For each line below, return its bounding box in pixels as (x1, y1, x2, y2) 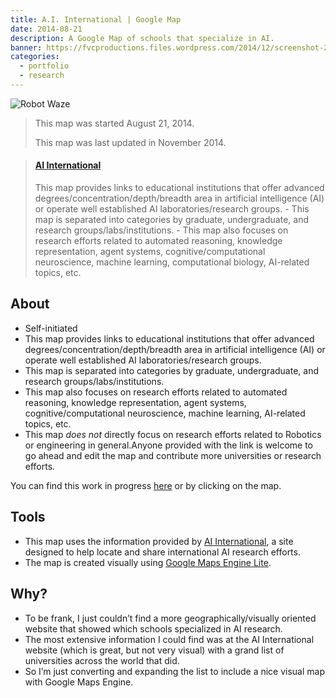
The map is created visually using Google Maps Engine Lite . (24, 556, 272, 568)
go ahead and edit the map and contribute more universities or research (24, 449, 322, 461)
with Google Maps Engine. (24, 676, 134, 688)
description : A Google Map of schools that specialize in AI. (10, 33, 275, 43)
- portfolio (19, 61, 70, 71)
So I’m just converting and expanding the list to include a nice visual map (24, 665, 326, 677)
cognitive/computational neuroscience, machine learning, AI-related (24, 407, 306, 419)
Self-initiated (24, 322, 78, 334)
